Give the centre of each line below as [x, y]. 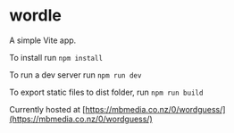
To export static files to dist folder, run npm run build [106, 92]
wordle [36, 16]
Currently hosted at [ [47, 109]
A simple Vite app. [43, 40]
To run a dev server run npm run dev [75, 75]
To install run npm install [56, 57]
